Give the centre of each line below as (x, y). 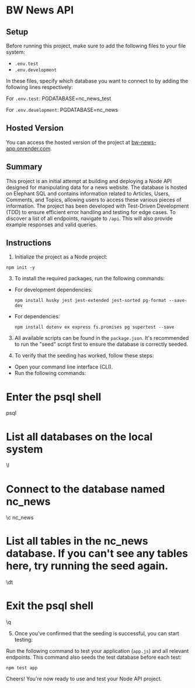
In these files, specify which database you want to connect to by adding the (97, 81)
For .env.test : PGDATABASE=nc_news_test (59, 98)
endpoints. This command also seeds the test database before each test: (94, 657)
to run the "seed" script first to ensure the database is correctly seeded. (101, 344)
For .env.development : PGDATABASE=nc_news (62, 110)
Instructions (29, 243)
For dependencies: (37, 317)
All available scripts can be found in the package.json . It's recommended (102, 338)
